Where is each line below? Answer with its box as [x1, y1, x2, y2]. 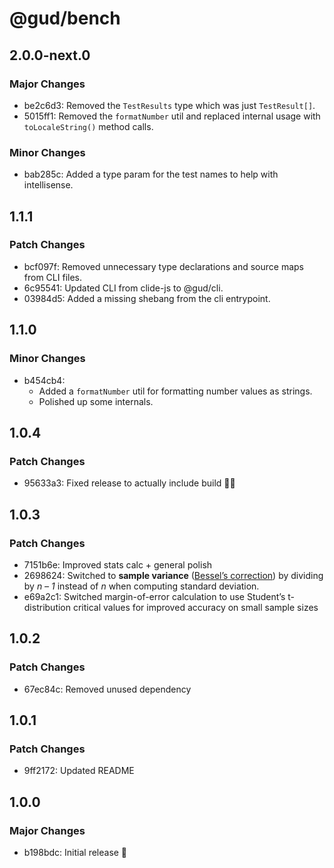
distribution [23, 601, 72, 613]
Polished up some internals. [38, 395, 154, 407]
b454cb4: [23, 374, 66, 386]
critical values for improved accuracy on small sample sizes [72, 601, 319, 613]
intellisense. [23, 179, 74, 191]
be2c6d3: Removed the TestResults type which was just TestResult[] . [23, 99, 316, 111]
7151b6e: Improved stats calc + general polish [23, 558, 213, 571]
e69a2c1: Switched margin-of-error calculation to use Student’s [23, 590, 286, 602]
